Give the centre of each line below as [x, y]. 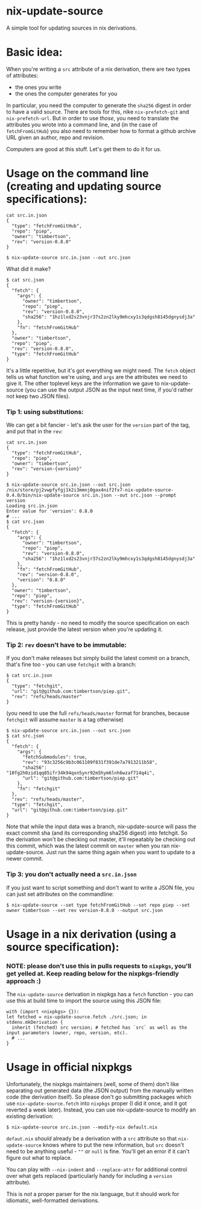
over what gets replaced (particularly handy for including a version [90, 1176]
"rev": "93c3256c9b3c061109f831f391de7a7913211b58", [90, 763]
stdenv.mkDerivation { [35, 1023]
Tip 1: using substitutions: [45, 412]
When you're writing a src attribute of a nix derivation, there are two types [99, 69]
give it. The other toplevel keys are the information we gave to [83, 383]
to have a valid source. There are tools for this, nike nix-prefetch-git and [98, 112]
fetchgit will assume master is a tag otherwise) [65, 720]
